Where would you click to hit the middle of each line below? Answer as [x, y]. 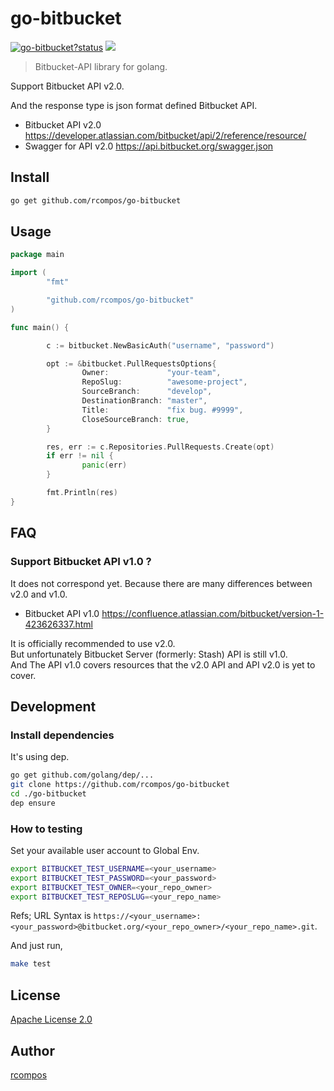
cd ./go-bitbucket [48, 793]
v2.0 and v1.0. [39, 594]
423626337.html [58, 624]
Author [32, 1050]
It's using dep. [40, 757]
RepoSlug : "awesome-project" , [164, 382]
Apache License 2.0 [51, 1019]
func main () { [40, 327]
